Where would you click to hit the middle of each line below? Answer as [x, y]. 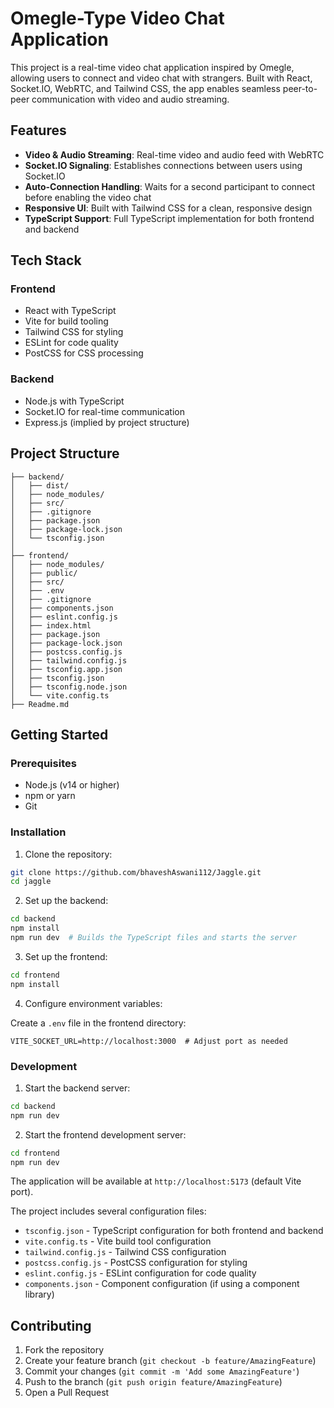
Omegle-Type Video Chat [117, 18]
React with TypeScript [70, 311]
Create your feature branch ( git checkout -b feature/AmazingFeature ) [170, 1361]
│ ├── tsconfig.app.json [66, 669]
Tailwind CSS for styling [74, 332]
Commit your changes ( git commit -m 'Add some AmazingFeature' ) [162, 1371]
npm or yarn [50, 796]
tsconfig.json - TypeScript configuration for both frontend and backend [174, 1231]
